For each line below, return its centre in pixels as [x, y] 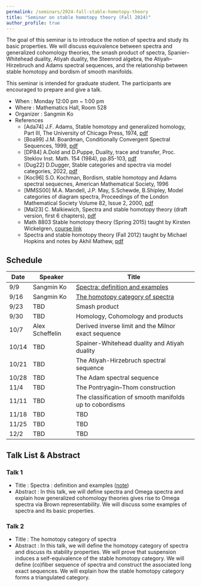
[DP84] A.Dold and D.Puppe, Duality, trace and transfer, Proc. [99, 152]
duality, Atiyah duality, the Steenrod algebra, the [94, 59]
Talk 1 [15, 472]
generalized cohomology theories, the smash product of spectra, [86, 53]
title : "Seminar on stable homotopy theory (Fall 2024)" [79, 17]
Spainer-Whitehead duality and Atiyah [130, 343]
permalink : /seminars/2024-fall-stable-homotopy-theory [77, 12]
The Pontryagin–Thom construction [125, 388]
